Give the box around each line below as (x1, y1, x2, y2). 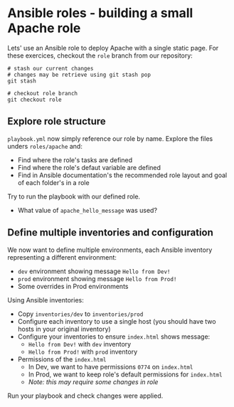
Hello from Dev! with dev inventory (28, 339, 132, 348)
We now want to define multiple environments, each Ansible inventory (7, 245, 213, 254)
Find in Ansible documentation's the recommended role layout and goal (17, 171, 228, 179)
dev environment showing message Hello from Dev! (17, 267, 171, 275)
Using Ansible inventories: (7, 295, 84, 304)
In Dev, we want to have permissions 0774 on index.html (28, 362, 193, 371)
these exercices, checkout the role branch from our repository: (7, 51, 193, 60)
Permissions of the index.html (17, 354, 107, 364)
